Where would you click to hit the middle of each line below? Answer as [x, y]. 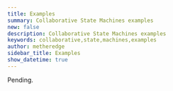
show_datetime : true [38, 60]
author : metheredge [36, 47]
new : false [23, 27]
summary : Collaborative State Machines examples [80, 20]
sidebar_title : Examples [44, 54]
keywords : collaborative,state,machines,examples [82, 40]
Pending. [21, 80]
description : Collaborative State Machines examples [87, 34]
